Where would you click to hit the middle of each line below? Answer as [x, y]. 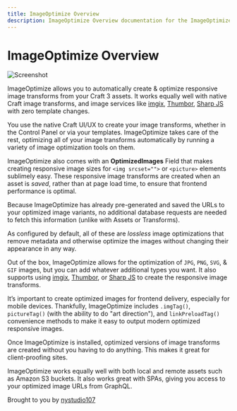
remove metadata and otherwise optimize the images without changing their [118, 241]
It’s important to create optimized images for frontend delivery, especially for [119, 299]
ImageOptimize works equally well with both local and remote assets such [115, 371]
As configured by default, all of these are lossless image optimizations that [116, 233]
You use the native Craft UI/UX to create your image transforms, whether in [116, 125]
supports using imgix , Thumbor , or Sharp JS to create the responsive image [117, 277]
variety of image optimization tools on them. [71, 147]
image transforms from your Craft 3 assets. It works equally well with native [117, 96]
